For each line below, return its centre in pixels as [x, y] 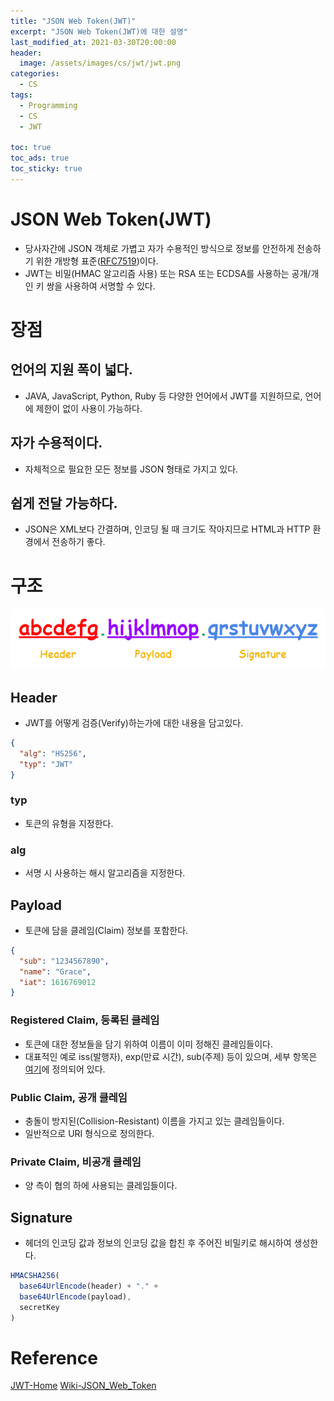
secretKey [39, 1307]
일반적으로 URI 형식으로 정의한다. [89, 1133]
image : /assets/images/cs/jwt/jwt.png [100, 63]
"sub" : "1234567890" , [64, 961]
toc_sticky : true [46, 169]
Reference [54, 1357]
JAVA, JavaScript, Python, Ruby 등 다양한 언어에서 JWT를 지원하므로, [163, 396]
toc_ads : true [40, 158]
